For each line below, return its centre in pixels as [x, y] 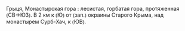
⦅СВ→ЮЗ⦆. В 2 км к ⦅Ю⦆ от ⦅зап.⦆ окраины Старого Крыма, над [85, 15]
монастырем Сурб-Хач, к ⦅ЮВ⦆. [46, 21]
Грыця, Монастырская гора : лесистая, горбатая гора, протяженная [93, 9]
